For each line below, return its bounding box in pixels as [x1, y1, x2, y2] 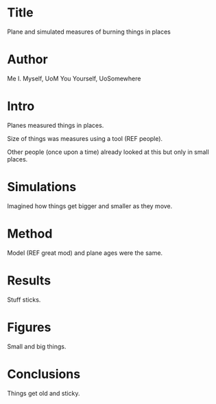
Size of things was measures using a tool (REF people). [7, 134, 163, 142]
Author [7, 52, 48, 67]
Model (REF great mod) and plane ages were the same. [7, 249, 163, 257]
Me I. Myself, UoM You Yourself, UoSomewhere [7, 74, 141, 82]
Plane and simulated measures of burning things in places [7, 27, 171, 36]
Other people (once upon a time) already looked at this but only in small [7, 148, 209, 156]
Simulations [7, 179, 77, 194]
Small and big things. [7, 342, 67, 350]
